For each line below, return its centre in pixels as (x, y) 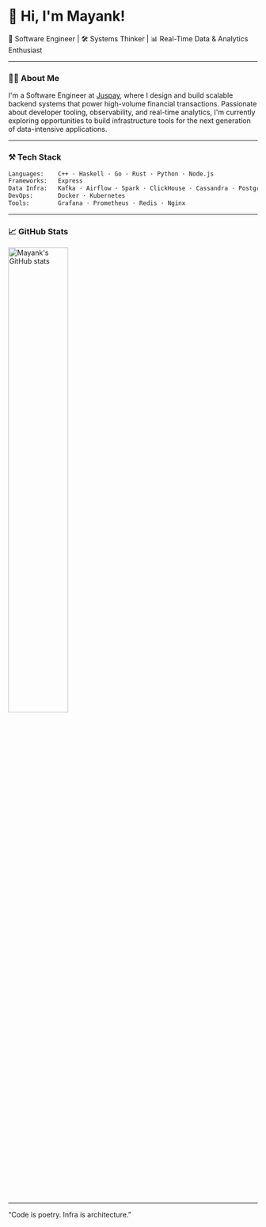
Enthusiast (25, 50)
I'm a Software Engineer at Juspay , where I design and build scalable (121, 95)
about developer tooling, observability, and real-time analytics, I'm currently (132, 112)
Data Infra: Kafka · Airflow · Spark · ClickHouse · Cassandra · (122, 189)
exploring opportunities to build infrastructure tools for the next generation (130, 121)
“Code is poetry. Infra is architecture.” (70, 1215)
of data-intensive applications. (58, 129)
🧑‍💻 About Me (34, 78)
